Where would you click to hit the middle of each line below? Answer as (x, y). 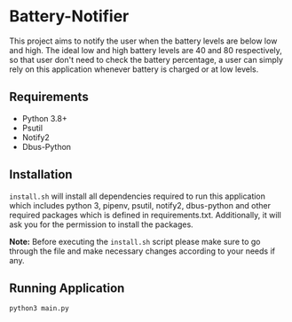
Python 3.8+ (45, 118)
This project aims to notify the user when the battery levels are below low (143, 41)
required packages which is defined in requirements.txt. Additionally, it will (145, 215)
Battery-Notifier (69, 16)
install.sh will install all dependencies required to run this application (138, 196)
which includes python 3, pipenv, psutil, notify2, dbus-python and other (140, 205)
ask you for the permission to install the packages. (101, 224)
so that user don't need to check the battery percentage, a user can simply (146, 59)
